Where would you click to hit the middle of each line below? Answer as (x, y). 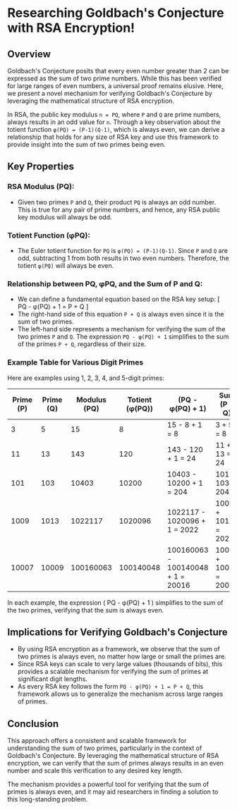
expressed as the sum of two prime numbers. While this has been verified (115, 78)
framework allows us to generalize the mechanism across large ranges (120, 694)
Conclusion (33, 724)
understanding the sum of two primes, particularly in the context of (105, 748)
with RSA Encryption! (71, 28)
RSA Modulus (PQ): (41, 187)
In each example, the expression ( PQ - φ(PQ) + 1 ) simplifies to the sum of (115, 602)
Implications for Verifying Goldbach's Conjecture (117, 632)
